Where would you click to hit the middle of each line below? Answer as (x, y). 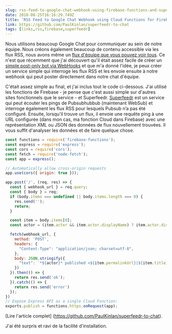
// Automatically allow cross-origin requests (56, 168)
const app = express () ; (31, 159)
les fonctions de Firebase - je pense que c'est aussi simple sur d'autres (81, 92)
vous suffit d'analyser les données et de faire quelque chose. (70, 130)
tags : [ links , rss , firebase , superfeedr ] (48, 29)
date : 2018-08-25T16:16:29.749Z (40, 15)
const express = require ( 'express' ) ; (46, 145)
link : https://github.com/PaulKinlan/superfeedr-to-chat (67, 24)
